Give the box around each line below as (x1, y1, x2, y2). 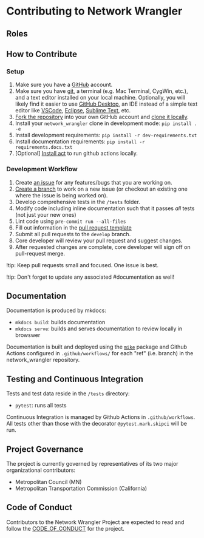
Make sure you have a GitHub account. (15, 81, 113, 89)
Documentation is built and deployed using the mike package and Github (6, 343, 187, 350)
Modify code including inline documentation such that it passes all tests (15, 205, 195, 212)
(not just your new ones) (15, 211, 77, 218)
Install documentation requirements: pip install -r (15, 138, 145, 145)
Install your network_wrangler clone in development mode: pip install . (15, 120, 197, 127)
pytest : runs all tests (15, 402, 67, 409)
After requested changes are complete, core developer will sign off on (15, 243, 191, 250)
